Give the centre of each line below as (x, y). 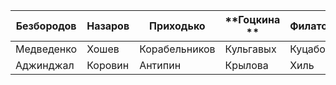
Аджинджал (45, 65)
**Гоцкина (252, 19)
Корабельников (177, 49)
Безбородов (46, 26)
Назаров (108, 26)
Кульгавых (250, 49)
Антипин (160, 65)
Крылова (246, 65)
